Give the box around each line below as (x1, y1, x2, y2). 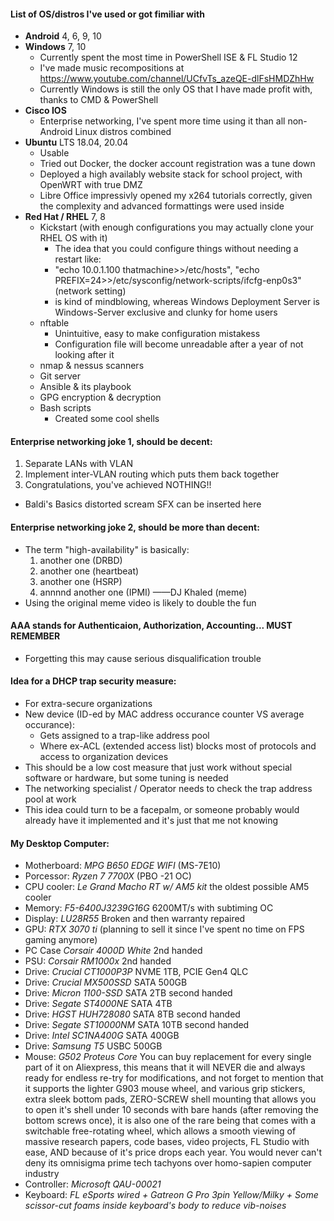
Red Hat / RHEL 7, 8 (24, 211, 106, 223)
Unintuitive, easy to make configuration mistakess (54, 328, 261, 340)
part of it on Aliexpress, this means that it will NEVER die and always (24, 1061, 306, 1074)
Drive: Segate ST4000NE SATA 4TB (24, 998, 173, 1010)
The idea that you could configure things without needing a (54, 243, 299, 255)
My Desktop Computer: (10, 837, 110, 849)
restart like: (54, 253, 102, 265)
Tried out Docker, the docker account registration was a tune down (39, 158, 316, 170)
